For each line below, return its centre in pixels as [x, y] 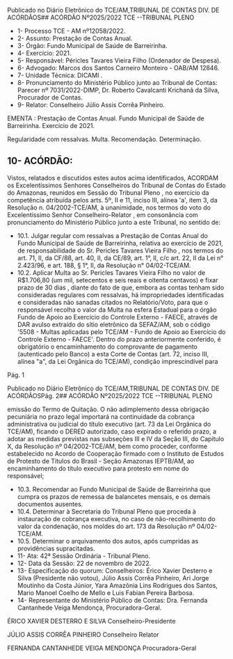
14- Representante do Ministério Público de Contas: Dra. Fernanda [112, 600]
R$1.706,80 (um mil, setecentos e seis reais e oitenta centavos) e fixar [118, 280]
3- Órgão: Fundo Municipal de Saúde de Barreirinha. [92, 46]
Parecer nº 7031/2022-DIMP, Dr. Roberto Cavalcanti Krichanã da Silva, [118, 90]
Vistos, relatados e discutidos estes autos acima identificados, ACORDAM [113, 177]
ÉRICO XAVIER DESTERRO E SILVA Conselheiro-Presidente [91, 621]
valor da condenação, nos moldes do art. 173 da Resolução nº [106, 526]
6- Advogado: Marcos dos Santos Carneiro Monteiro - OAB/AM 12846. [118, 68]
